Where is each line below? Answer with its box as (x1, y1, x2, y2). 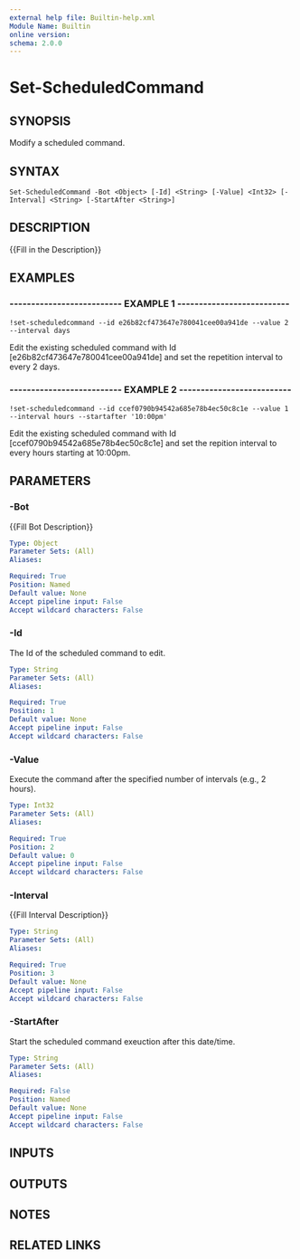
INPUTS (9, 1146, 54, 1161)
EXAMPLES (9, 271, 75, 286)
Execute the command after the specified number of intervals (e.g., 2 (9, 774, 267, 785)
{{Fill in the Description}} (9, 243, 102, 254)
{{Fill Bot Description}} (9, 521, 93, 532)
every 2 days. (9, 361, 61, 372)
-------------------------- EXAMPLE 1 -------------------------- (9, 298, 290, 310)
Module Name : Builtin (9, 22, 91, 31)
